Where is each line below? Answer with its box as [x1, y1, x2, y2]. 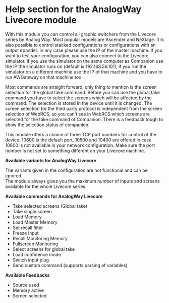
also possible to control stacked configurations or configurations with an [5, 42, 156, 48]
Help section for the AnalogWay [5, 4, 142, 15]
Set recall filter [12, 224, 43, 231]
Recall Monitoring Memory [12, 235, 68, 241]
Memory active [12, 287, 44, 293]
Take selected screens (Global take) [12, 203, 87, 209]
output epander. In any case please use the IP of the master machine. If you [5, 47, 163, 53]
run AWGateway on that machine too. [5, 74, 83, 80]
